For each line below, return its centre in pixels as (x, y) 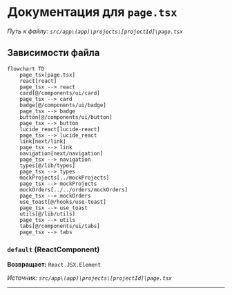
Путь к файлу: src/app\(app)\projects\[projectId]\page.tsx (95, 31)
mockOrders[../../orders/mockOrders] (74, 190)
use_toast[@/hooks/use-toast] (63, 202)
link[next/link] (43, 141)
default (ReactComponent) (54, 249)
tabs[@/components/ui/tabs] (60, 226)
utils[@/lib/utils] (48, 214)
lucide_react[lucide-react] (60, 129)
